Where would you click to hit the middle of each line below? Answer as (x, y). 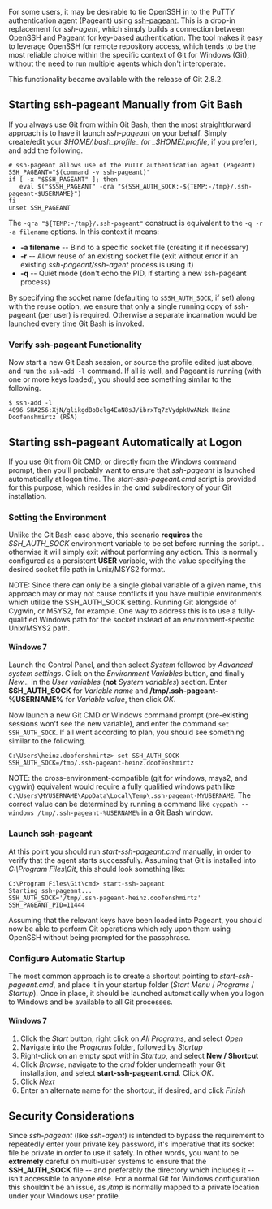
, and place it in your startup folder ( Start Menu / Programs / (153, 985)
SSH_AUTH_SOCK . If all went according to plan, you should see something (127, 732)
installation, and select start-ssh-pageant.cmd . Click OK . (117, 1073)
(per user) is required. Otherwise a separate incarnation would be (147, 314)
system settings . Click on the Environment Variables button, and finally (127, 674)
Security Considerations (72, 1116)
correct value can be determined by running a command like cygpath (123, 804)
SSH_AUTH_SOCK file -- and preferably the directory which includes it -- (132, 1170)
